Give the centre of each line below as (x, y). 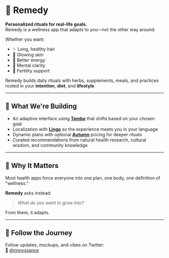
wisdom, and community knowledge (50, 145)
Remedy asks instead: (28, 193)
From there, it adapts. (27, 212)
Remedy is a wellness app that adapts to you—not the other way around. (80, 29)
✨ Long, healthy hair (34, 49)
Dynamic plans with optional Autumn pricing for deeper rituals (77, 134)
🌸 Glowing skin (28, 54)
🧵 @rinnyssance (22, 250)
